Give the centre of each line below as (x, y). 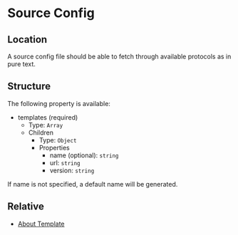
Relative (26, 207)
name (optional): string (84, 155)
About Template (41, 224)
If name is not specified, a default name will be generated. (93, 184)
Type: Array (46, 125)
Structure (29, 87)
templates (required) (48, 117)
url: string (65, 162)
